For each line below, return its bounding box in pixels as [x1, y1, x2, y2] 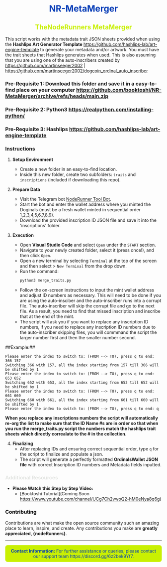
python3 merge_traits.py [19, 278, 72, 283]
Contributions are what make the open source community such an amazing [5, 520, 159, 526]
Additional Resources [5, 474, 58, 481]
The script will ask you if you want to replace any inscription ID [19, 318, 149, 324]
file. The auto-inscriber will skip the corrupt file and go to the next [19, 302, 155, 309]
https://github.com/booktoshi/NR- [76, 86, 162, 93]
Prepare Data [12, 186, 41, 192]
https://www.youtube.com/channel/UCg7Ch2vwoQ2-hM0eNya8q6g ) [19, 496, 162, 502]
